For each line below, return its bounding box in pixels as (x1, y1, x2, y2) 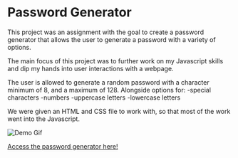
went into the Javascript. (7, 115, 81, 123)
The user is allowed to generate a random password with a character (7, 78, 209, 86)
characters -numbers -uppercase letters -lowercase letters (7, 93, 181, 102)
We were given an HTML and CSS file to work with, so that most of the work (7, 107, 231, 115)
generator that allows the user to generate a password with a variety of (7, 35, 216, 43)
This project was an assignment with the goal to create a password (7, 28, 205, 36)
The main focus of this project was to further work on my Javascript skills (7, 56, 224, 65)
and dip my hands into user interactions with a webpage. (7, 64, 174, 73)
